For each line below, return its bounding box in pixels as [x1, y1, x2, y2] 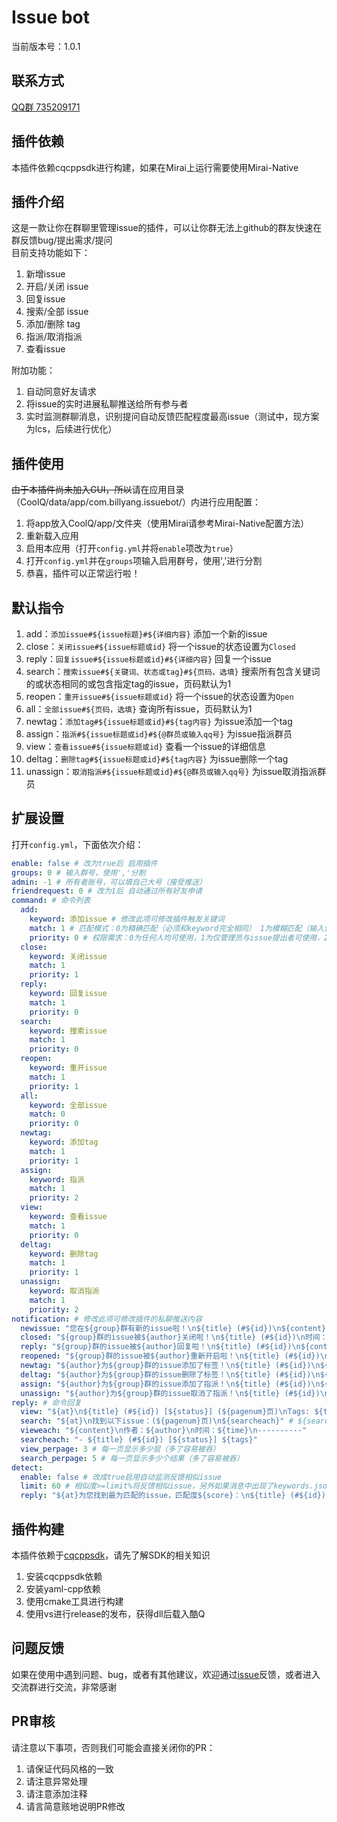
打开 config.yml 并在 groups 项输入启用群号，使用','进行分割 [25, 555, 263, 567]
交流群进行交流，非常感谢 [11, 1681, 117, 1693]
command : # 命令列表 [11, 896, 91, 906]
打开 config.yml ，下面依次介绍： [11, 838, 144, 850]
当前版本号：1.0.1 [11, 40, 81, 52]
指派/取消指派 [25, 331, 83, 343]
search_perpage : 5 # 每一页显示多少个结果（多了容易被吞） [20, 1453, 244, 1463]
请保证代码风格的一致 [25, 1762, 114, 1775]
